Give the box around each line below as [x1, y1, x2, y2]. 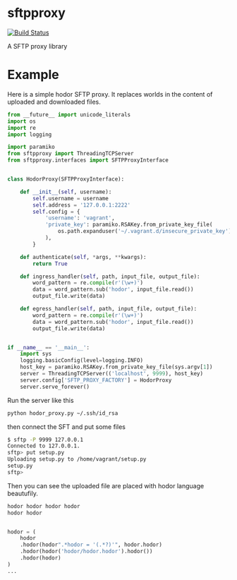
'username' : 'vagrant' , [44, 215, 115, 222]
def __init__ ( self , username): [20, 188, 112, 195]
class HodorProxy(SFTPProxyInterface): [7, 176, 125, 183]
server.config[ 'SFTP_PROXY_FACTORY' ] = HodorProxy [20, 376, 172, 384]
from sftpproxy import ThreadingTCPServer [7, 150, 134, 157]
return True [32, 260, 68, 267]
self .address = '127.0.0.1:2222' [32, 201, 131, 209]
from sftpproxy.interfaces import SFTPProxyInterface [7, 157, 169, 164]
